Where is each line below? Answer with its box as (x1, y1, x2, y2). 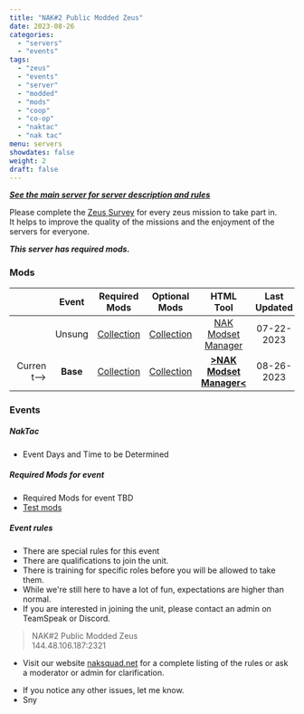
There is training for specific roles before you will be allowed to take (22, 565, 276, 576)
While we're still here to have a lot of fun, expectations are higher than (22, 584, 285, 595)
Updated (254, 300, 294, 313)
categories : (9, 30, 54, 39)
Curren (16, 359, 47, 372)
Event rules (9, 522, 53, 534)
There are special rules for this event (22, 545, 160, 557)
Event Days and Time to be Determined (22, 449, 169, 460)
